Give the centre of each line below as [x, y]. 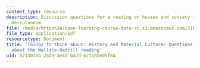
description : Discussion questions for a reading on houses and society [98, 17]
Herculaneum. [28, 22]
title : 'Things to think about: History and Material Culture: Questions [100, 45]
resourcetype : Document [36, 39]
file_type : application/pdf [41, 34]
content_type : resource [36, 12]
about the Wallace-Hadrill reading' [57, 50]
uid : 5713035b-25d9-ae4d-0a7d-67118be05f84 [61, 56]
